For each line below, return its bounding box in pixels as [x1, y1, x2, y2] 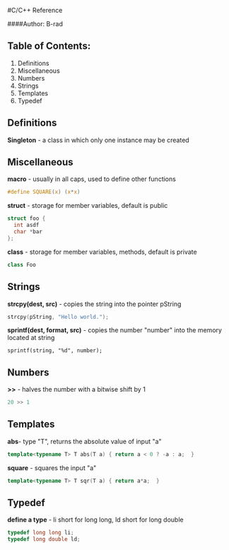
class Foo [7, 261, 37, 268]
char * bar [13, 228, 42, 235]
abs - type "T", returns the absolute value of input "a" [7, 437, 162, 445]
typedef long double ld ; [7, 536, 81, 543]
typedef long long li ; [7, 529, 74, 537]
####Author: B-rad [7, 20, 64, 28]
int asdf [13, 222, 40, 229]
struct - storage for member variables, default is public [7, 201, 168, 210]
